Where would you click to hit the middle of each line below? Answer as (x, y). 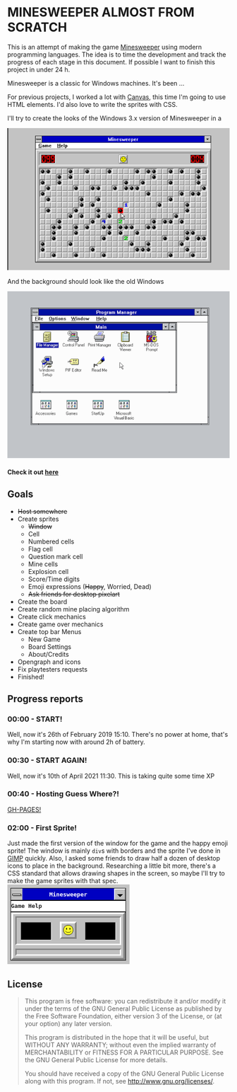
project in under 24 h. (39, 69)
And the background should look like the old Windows (86, 281)
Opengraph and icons (49, 662)
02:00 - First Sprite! (42, 827)
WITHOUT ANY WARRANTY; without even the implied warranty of (120, 1045)
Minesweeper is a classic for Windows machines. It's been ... (96, 83)
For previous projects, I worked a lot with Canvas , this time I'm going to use (117, 97)
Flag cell (40, 548)
